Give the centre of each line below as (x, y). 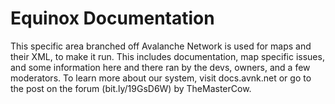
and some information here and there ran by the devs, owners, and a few (160, 67)
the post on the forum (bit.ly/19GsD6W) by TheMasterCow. (131, 88)
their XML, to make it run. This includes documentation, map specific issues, (167, 56)
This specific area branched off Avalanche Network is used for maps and (161, 46)
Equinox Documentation (112, 18)
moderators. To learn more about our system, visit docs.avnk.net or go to (161, 78)
